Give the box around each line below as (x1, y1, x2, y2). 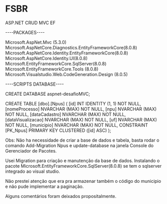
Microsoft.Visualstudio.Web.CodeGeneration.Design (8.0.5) (5, 71, 128, 77)
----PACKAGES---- (5, 29, 45, 35)
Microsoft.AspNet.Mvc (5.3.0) (5, 39, 67, 45)
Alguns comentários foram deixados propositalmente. (5, 193, 117, 199)
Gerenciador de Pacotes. (5, 148, 57, 154)
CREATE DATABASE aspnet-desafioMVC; (5, 91, 91, 97)
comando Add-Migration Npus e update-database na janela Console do (5, 142, 154, 149)
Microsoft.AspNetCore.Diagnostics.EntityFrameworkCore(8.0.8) (5, 44, 137, 50)
